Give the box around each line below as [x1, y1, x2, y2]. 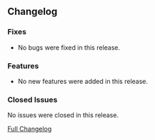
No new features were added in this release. [17, 77, 149, 85]
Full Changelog [7, 124, 52, 134]
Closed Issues [7, 95, 58, 104]
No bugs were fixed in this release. [17, 43, 121, 52]
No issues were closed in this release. [7, 111, 119, 119]
